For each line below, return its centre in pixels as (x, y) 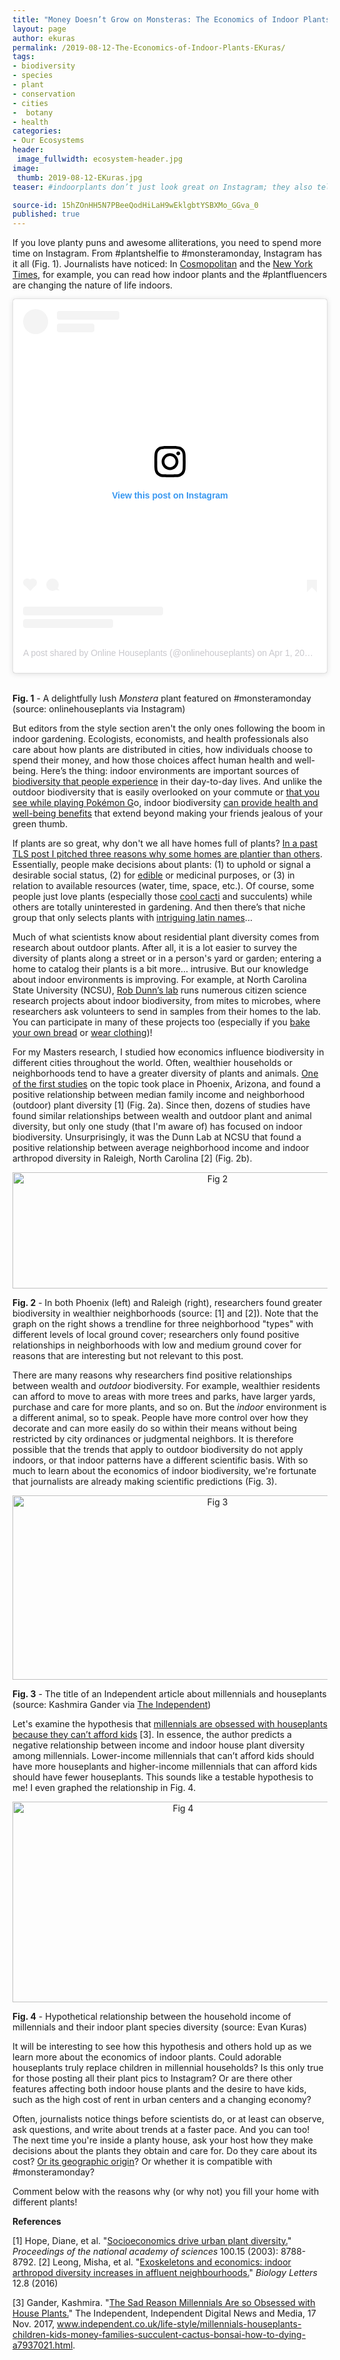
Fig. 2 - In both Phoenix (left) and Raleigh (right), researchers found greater (167, 1302)
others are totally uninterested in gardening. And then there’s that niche (159, 907)
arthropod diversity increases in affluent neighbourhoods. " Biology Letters (165, 2272)
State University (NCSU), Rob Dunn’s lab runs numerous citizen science (159, 990)
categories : (37, 131)
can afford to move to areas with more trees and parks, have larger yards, (164, 1396)
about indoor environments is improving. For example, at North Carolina (159, 979)
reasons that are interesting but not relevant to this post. (128, 1355)
